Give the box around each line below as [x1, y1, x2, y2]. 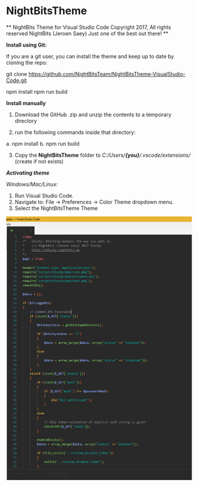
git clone [6, 70, 28, 77]
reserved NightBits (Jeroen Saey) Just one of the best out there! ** [6, 29, 169, 37]
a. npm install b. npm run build [6, 140, 80, 147]
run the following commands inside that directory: [14, 129, 136, 136]
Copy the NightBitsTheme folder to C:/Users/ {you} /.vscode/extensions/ [14, 152, 190, 159]
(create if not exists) [14, 157, 64, 165]
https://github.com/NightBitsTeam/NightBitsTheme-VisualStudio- [28, 70, 186, 77]
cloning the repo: [6, 59, 48, 66]
